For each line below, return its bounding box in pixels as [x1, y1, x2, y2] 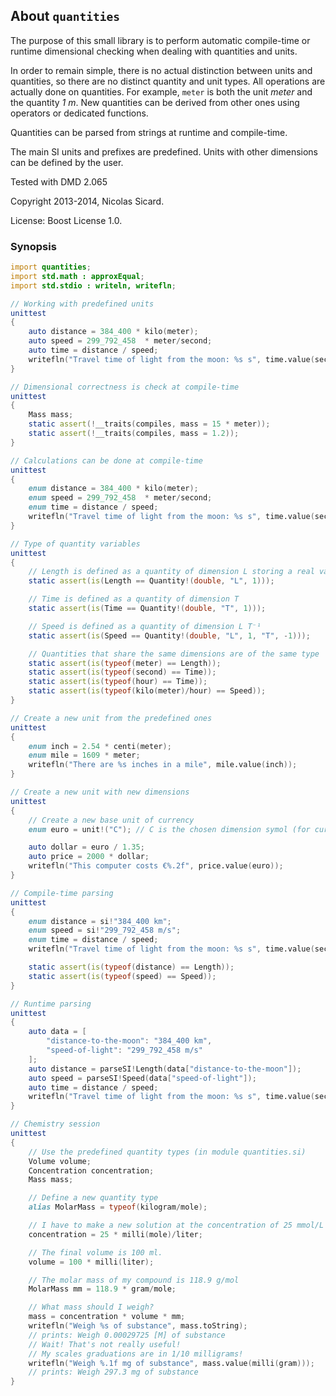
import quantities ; [10, 262, 92, 273]
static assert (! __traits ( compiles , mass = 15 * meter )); [28, 419, 271, 429]
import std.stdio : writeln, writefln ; [10, 280, 177, 291]
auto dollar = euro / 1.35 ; [28, 842, 145, 853]
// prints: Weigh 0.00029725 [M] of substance [28, 1330, 226, 1340]
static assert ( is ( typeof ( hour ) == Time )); [28, 677, 208, 687]
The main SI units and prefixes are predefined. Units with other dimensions [10, 145, 319, 158]
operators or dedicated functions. [10, 107, 149, 119]
